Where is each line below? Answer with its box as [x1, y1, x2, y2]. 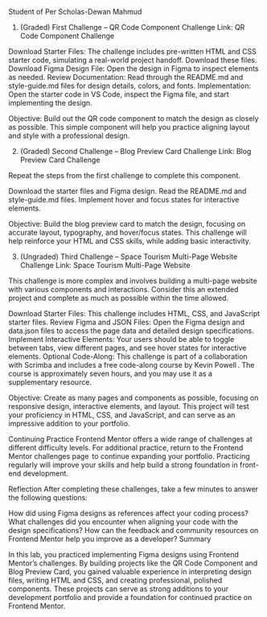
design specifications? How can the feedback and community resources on [8, 526, 259, 535]
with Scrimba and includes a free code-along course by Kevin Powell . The [8, 361, 255, 369]
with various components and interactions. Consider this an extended [8, 285, 239, 294]
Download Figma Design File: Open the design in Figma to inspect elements [8, 64, 259, 73]
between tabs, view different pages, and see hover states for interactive [8, 343, 247, 352]
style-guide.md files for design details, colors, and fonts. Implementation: [8, 81, 252, 90]
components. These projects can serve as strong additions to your [8, 584, 229, 594]
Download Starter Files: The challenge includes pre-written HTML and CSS [8, 47, 257, 56]
